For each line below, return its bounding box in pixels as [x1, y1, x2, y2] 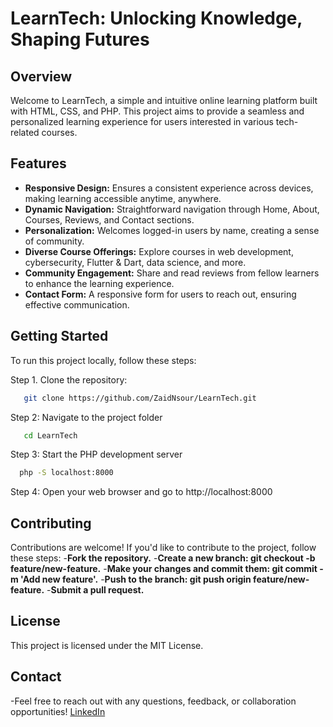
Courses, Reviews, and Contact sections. [24, 213, 195, 226]
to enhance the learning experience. [24, 277, 175, 289]
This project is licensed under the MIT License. [10, 639, 204, 651]
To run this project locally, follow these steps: [10, 354, 197, 366]
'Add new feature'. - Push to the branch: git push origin [20, 573, 252, 586]
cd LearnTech [23, 430, 78, 441]
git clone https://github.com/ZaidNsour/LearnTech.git [23, 393, 257, 403]
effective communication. [24, 298, 130, 311]
